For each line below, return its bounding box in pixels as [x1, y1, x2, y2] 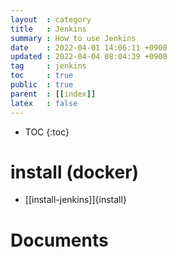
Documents [10, 229, 109, 251]
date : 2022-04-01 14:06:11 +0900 [10, 42, 168, 53]
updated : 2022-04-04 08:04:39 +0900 [10, 52, 168, 62]
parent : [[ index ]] [10, 89, 97, 99]
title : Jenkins [10, 24, 87, 34]
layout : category [10, 14, 92, 25]
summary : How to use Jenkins [10, 33, 137, 43]
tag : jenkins [10, 61, 87, 71]
